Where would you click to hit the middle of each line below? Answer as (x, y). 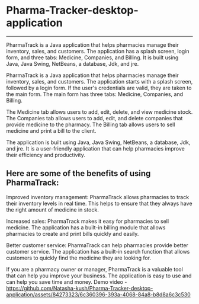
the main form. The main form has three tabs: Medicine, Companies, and (95, 94)
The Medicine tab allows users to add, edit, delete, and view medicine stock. (99, 112)
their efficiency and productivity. (46, 155)
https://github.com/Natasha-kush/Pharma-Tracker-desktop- (80, 288)
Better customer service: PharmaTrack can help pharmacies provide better (97, 245)
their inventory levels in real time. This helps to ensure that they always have (99, 203)
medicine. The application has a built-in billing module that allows (86, 227)
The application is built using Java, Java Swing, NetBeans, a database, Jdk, (98, 142)
